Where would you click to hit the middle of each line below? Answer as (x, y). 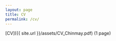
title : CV (16, 14)
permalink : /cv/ (22, 19)
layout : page (19, 10)
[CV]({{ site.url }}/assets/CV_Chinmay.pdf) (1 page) (58, 33)
